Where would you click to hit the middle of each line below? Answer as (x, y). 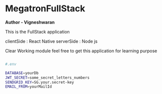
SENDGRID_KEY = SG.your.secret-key (40, 82)
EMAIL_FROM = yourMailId (28, 87)
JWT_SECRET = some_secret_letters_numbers (48, 78)
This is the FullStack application (38, 31)
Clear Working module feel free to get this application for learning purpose (81, 51)
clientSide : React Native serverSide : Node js (51, 41)
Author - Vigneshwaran (30, 22)
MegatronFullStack (45, 9)
